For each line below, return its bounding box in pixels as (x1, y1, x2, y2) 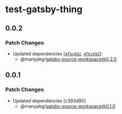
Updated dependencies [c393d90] (12, 98, 86, 104)
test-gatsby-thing (5, 4, 83, 15)
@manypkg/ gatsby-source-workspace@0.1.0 (20, 103, 116, 109)
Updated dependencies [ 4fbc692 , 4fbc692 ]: (12, 50, 103, 56)
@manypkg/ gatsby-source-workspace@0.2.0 (20, 56, 117, 62)
